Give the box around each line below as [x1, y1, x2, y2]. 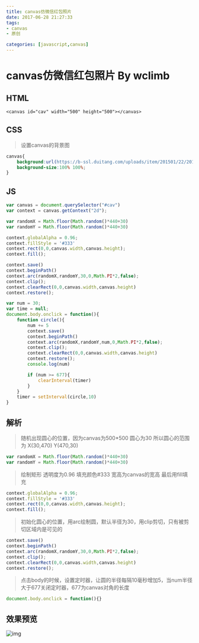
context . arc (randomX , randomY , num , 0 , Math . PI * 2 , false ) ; [27, 339, 163, 345]
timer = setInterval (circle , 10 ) [17, 394, 97, 400]
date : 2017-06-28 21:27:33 [6, 14, 73, 20]
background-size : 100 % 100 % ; [17, 164, 86, 170]
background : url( [17, 159, 57, 165]
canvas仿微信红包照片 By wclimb [6, 69, 170, 83]
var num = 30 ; [6, 300, 41, 306]
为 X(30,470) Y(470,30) [20, 441, 79, 449]
